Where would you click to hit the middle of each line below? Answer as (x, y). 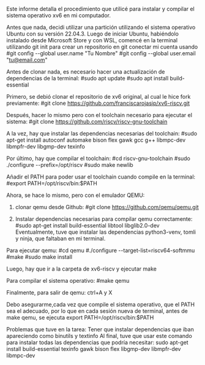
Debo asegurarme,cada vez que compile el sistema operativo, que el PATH (100, 304)
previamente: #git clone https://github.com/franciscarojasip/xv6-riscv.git (98, 103)
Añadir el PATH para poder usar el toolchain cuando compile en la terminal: (101, 177)
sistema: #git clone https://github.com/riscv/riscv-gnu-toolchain (87, 121)
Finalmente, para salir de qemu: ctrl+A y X (59, 293)
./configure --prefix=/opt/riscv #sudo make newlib (70, 165)
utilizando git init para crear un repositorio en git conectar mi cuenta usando (102, 47)
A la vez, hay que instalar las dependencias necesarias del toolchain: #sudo (102, 133)
